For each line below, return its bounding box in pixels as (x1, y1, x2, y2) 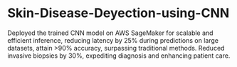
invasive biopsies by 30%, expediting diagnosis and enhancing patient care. (7, 51, 231, 60)
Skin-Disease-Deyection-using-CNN (7, 5, 230, 21)
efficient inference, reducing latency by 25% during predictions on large (7, 36, 219, 44)
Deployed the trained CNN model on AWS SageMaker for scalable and (7, 29, 214, 37)
